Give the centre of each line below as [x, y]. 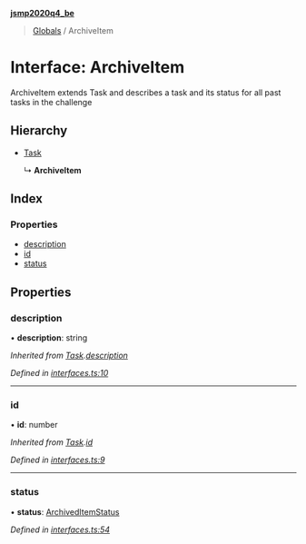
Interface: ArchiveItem [98, 68]
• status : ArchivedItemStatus [65, 511]
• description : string [49, 338]
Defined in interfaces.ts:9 [58, 460]
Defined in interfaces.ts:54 [60, 529]
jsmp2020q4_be [43, 13]
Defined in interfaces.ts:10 [59, 373]
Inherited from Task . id [52, 442]
